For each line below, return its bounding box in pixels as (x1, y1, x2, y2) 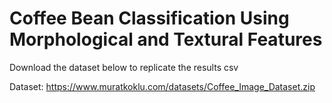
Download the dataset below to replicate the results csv (9, 61, 239, 73)
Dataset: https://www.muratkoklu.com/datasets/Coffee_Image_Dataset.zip (9, 80, 316, 92)
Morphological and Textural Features (9, 28, 323, 51)
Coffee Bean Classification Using (9, 7, 290, 30)
